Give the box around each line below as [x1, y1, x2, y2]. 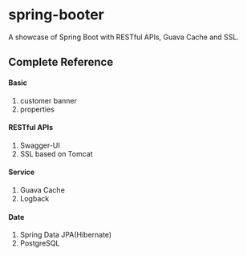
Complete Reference [8, 55, 114, 69]
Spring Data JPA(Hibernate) [19, 230, 112, 240]
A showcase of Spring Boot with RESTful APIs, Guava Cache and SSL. [8, 32, 239, 42]
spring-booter [8, 6, 104, 24]
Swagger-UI [19, 140, 60, 150]
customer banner [19, 95, 78, 105]
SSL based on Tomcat [19, 148, 94, 158]
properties [19, 104, 55, 114]
